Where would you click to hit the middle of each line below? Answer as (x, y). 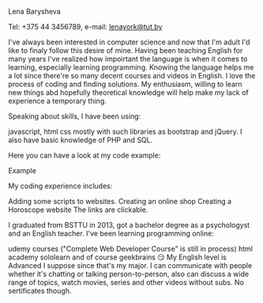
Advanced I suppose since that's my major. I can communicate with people (130, 265)
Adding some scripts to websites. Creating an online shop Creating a (120, 201)
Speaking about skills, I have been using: (75, 116)
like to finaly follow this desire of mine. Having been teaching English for (126, 50)
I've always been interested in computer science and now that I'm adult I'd (129, 42)
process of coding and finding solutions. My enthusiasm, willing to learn (125, 84)
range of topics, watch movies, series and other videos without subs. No (126, 282)
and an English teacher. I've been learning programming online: (111, 233)
